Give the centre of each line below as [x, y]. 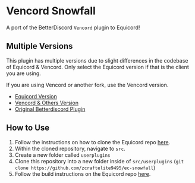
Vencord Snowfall [51, 11]
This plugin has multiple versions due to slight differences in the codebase [97, 60]
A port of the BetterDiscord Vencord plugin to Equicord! [73, 27]
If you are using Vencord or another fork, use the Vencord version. [87, 85]
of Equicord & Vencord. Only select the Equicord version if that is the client [97, 67]
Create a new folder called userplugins [62, 155]
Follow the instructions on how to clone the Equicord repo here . [92, 142]
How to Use [28, 128]
